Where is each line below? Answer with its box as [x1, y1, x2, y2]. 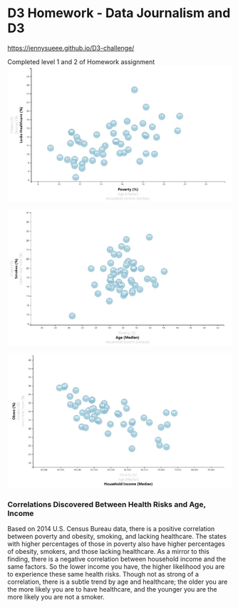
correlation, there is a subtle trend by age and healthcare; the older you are [7, 577, 228, 586]
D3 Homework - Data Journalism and [7, 5, 231, 21]
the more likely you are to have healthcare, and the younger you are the [7, 584, 217, 593]
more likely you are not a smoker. [7, 592, 105, 601]
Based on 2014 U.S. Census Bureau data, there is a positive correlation [7, 524, 215, 532]
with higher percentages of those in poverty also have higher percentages [7, 540, 226, 548]
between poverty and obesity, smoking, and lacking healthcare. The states [7, 532, 227, 540]
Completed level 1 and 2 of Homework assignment [7, 57, 155, 66]
